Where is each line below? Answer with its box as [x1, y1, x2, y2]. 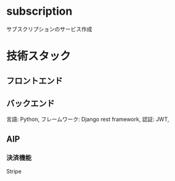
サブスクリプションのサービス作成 [6, 25, 92, 33]
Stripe [6, 168, 22, 175]
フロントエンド [6, 75, 63, 86]
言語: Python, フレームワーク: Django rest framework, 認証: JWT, [6, 115, 169, 123]
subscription [6, 4, 73, 18]
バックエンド [6, 98, 55, 109]
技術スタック [6, 49, 72, 63]
